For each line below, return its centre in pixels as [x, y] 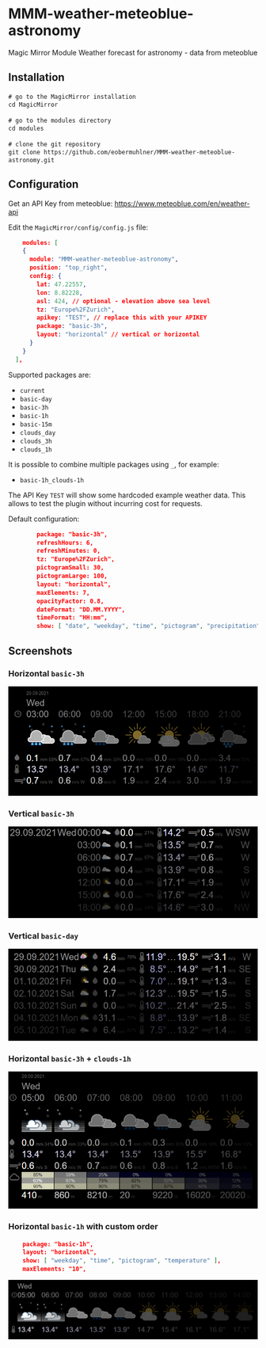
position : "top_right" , [68, 268]
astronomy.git [32, 160]
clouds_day [38, 432]
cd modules [26, 128]
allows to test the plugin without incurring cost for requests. [106, 503]
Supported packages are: [49, 375]
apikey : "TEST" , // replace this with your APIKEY [122, 318]
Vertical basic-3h [41, 813]
